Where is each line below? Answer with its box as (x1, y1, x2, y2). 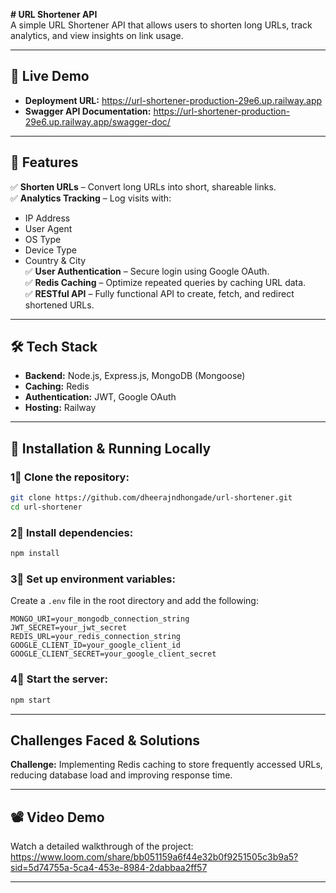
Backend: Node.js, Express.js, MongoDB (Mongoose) (24, 370, 246, 382)
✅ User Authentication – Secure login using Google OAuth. (24, 265, 270, 277)
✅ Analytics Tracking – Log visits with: (10, 192, 172, 204)
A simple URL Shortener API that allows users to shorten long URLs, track (10, 19, 313, 31)
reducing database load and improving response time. (10, 769, 233, 781)
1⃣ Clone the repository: (10, 470, 130, 484)
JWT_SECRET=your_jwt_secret (10, 623, 128, 633)
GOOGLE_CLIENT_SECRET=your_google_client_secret (10, 649, 217, 659)
